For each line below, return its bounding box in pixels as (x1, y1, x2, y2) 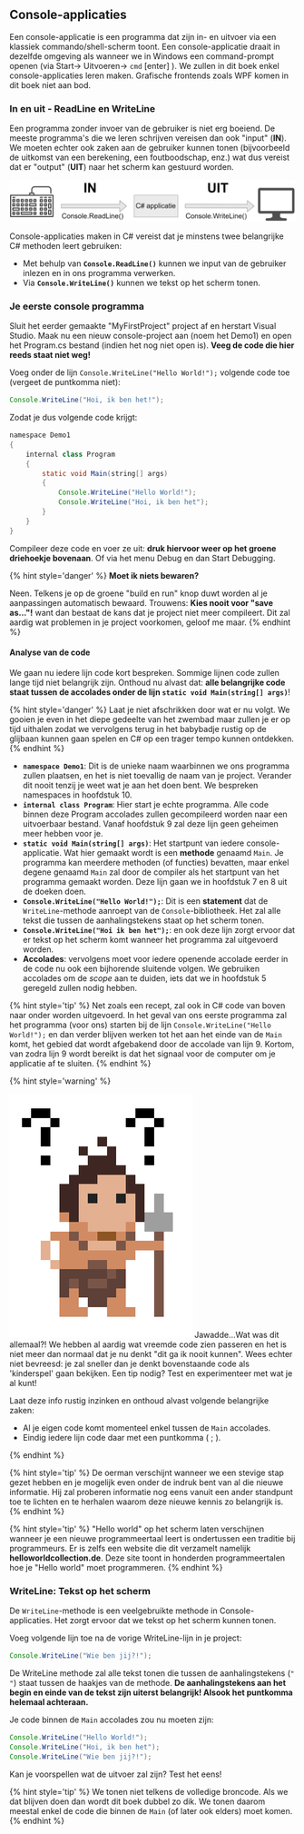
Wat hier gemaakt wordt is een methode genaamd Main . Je (63, 847, 284, 858)
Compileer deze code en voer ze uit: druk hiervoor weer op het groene (9, 542, 277, 553)
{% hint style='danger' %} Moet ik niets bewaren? (9, 570, 200, 580)
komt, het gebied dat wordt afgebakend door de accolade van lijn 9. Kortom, (9, 1038, 295, 1049)
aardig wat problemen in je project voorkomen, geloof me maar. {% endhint (9, 617, 291, 628)
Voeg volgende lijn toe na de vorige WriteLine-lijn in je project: (9, 1632, 242, 1643)
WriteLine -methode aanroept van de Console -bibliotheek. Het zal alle (22, 905, 281, 916)
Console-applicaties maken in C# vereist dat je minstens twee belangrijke (9, 231, 284, 242)
